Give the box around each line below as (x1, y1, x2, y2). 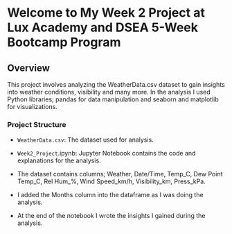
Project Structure (7, 119, 66, 129)
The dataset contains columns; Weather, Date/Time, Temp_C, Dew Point (17, 170, 223, 178)
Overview (7, 62, 51, 74)
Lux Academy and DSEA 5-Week (7, 19, 199, 35)
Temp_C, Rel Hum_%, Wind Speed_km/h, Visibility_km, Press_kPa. (17, 177, 206, 185)
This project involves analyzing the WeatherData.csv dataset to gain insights (7, 81, 225, 88)
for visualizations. (7, 103, 57, 110)
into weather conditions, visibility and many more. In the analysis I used (7, 88, 211, 96)
